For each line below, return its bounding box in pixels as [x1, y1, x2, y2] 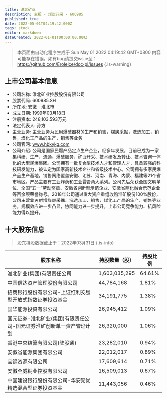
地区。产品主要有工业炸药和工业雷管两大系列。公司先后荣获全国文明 [16, 178, 157, 185]
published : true [5, 16, 39, 21]
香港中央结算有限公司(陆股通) [7, 339, 77, 346]
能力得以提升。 [12, 209, 43, 215]
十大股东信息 [5, 225, 45, 234]
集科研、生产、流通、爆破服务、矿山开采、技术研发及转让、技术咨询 [12, 153, 152, 160]
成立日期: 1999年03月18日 [12, 110, 66, 116]
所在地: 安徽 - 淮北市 [12, 103, 55, 110]
